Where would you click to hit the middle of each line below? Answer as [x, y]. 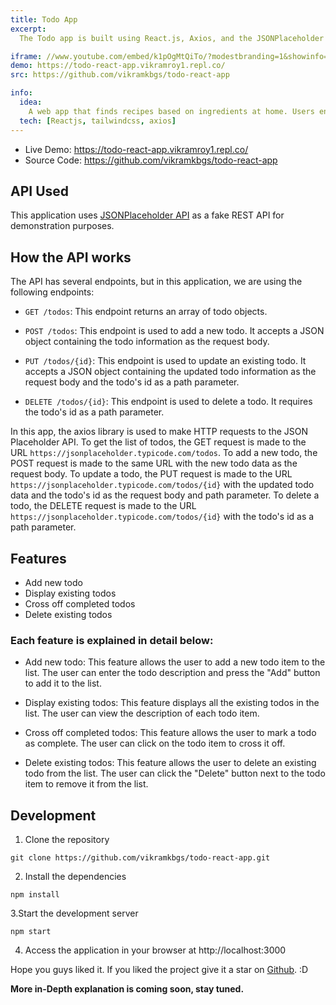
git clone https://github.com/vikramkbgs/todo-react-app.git [140, 858]
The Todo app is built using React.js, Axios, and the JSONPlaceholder [172, 38]
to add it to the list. [63, 683]
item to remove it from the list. [86, 784]
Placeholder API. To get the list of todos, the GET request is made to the [158, 442]
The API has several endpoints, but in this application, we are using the [156, 282]
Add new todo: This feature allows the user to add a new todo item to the [175, 662]
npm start [31, 932]
